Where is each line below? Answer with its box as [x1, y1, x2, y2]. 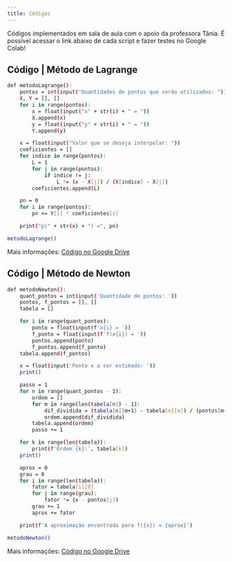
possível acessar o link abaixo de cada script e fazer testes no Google [7, 36, 206, 45]
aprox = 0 [19, 464, 48, 471]
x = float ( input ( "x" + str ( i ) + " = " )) [32, 108, 150, 115]
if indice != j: [43, 172, 91, 179]
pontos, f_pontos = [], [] [19, 299, 97, 306]
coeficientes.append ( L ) [32, 185, 100, 192]
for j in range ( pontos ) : [32, 165, 104, 172]
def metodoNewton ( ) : [7, 286, 67, 293]
